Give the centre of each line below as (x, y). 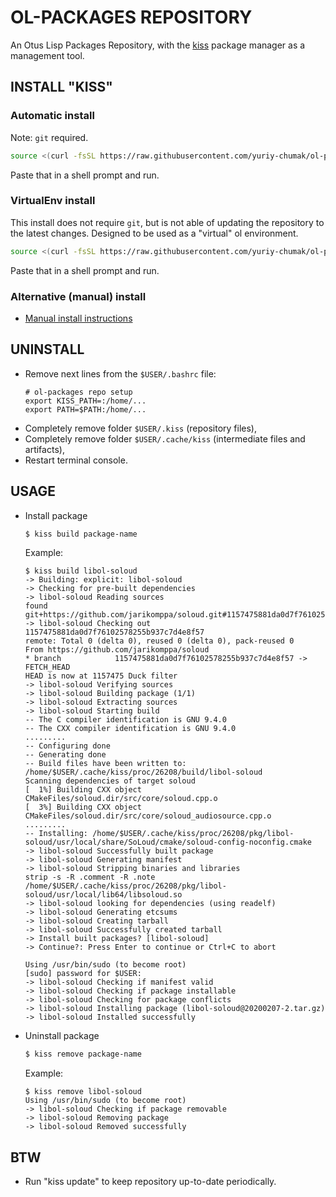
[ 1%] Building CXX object (83, 790)
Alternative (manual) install (78, 296)
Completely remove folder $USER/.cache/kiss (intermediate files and (165, 438)
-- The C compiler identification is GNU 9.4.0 (125, 720)
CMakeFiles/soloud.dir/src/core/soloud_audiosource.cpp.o (148, 816)
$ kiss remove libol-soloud (83, 1092)
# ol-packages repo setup (78, 392)
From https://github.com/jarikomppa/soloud (117, 650)
